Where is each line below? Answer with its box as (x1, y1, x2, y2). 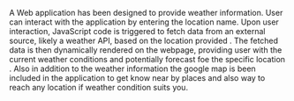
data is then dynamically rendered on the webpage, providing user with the (9, 45, 283, 55)
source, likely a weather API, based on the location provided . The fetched (9, 35, 279, 46)
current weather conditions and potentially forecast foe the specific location (9, 54, 285, 64)
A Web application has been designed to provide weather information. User (9, 8, 283, 18)
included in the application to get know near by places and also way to (9, 73, 266, 83)
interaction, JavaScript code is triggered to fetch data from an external (9, 26, 266, 36)
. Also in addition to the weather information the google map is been (9, 63, 256, 74)
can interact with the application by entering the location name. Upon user (9, 17, 280, 27)
